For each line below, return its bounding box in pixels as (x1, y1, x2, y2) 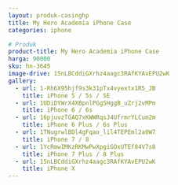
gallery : (8, 76, 37, 85)
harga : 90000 (8, 55, 51, 63)
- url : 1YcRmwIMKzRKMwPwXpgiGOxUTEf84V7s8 (15, 142, 156, 150)
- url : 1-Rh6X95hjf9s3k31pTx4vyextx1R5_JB (15, 84, 156, 92)
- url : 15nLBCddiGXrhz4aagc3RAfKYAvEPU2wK (15, 157, 156, 165)
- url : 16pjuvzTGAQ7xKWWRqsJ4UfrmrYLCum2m (15, 113, 156, 122)
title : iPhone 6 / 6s (22, 106, 93, 114)
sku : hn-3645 (8, 62, 51, 71)
